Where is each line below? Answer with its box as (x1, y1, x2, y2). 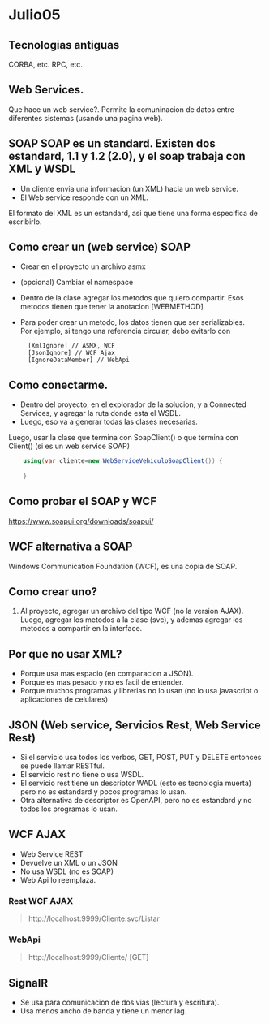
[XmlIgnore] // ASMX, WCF (28, 342, 115, 350)
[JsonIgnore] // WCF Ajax (28, 349, 115, 357)
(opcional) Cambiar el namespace (19, 278, 134, 287)
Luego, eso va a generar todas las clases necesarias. (19, 417, 199, 427)
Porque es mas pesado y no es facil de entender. (19, 677, 184, 687)
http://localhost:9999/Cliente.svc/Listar (28, 914, 161, 923)
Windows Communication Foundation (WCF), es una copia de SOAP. (8, 561, 238, 571)
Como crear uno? (8, 585, 98, 598)
